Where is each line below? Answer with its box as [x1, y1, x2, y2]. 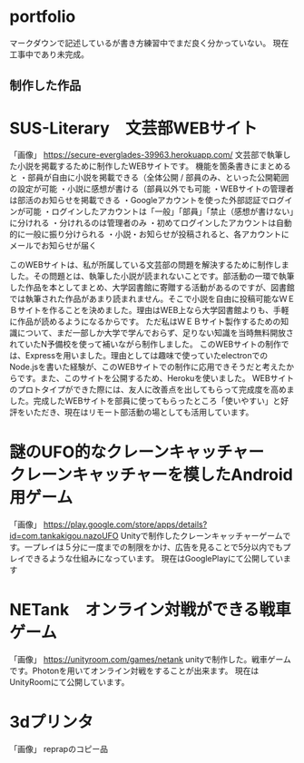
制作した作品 [9, 78, 82, 93]
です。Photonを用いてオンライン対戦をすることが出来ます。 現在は [9, 665, 260, 677]
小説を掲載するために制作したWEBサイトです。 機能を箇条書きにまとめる [16, 161, 291, 171]
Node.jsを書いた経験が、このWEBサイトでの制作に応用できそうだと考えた [9, 361, 287, 373]
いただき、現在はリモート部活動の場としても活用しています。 [25, 406, 254, 418]
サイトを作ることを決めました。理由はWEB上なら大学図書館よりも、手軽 [16, 305, 289, 316]
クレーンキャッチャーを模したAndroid [9, 465, 293, 485]
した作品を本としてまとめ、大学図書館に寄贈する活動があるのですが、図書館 [9, 282, 295, 293]
